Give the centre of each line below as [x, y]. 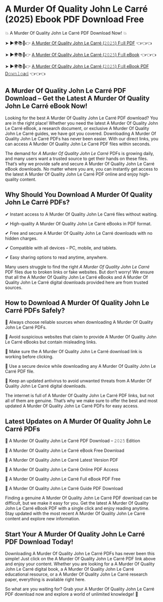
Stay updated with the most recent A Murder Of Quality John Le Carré [75, 513]
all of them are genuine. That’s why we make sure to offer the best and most [81, 401]
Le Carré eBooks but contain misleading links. [51, 342]
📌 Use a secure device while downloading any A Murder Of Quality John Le [81, 366]
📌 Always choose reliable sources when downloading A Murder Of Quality [79, 322]
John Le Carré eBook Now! [46, 106]
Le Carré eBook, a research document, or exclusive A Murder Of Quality [77, 128]
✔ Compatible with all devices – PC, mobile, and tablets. [61, 247]
